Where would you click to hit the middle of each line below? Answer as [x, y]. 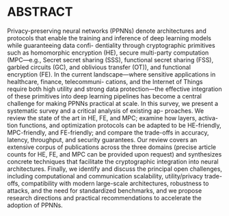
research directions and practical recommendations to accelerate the [104, 198]
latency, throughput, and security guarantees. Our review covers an [102, 139]
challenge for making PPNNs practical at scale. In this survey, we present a [113, 103]
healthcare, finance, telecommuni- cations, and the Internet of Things [105, 81]
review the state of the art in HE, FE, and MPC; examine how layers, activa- [113, 118]
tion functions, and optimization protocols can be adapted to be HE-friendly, [114, 125]
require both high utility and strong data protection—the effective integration [114, 89]
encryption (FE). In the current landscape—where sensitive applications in [111, 74]
